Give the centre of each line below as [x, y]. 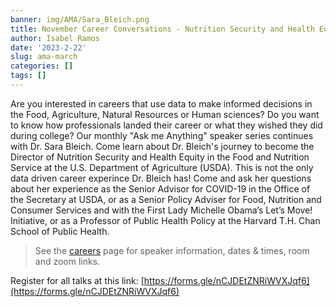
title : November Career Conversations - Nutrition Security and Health [162, 29]
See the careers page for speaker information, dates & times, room [172, 250]
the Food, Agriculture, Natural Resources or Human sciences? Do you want [165, 114]
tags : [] [28, 76]
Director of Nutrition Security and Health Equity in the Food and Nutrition [160, 157]
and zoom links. [67, 261]
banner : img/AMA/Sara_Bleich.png [80, 19]
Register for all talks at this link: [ [77, 280]
